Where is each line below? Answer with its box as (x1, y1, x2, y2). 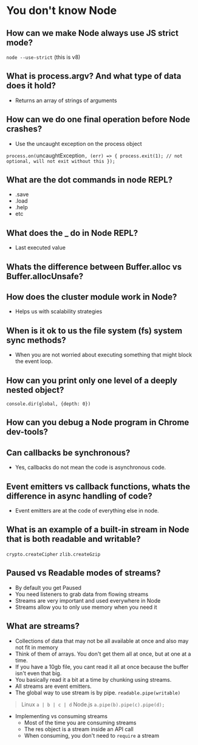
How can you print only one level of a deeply (6, 375, 177, 386)
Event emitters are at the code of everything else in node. (15, 507, 159, 515)
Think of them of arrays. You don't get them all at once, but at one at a (15, 650, 191, 657)
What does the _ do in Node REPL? (6, 227, 138, 238)
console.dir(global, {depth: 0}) (6, 401, 91, 407)
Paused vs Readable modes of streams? (6, 568, 161, 578)
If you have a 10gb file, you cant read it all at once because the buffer (15, 663, 189, 670)
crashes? (6, 124, 43, 134)
